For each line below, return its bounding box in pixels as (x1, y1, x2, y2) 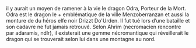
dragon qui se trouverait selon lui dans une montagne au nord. (6, 36, 156, 42)
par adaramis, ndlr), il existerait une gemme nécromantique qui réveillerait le (6, 29, 189, 36)
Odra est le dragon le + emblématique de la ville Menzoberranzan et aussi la (6, 11, 190, 18)
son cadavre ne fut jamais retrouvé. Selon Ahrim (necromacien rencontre (6, 23, 181, 30)
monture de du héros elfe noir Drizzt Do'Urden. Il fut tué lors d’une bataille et (6, 17, 190, 24)
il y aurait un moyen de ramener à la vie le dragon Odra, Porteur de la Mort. (6, 5, 187, 12)
